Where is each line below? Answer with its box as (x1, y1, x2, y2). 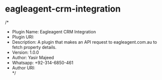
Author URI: (12, 64, 35, 71)
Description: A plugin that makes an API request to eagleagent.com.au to (12, 39, 157, 45)
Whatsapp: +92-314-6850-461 (12, 60, 74, 65)
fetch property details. (12, 44, 57, 50)
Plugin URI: (12, 34, 34, 40)
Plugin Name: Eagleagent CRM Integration (12, 29, 96, 34)
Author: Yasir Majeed (12, 54, 54, 60)
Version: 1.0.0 (12, 49, 39, 55)
